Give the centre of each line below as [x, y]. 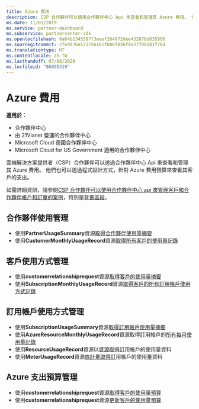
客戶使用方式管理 [37, 261]
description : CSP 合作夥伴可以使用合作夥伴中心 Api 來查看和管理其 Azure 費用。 [97, 17]
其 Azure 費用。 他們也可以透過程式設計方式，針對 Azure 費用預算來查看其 [97, 170]
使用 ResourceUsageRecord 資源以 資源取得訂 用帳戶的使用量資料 [93, 349]
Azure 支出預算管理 [42, 377]
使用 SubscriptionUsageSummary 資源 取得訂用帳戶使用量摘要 [90, 327]
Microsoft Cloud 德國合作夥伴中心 [56, 143]
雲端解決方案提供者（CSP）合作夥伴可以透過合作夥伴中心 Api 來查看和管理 [97, 163]
